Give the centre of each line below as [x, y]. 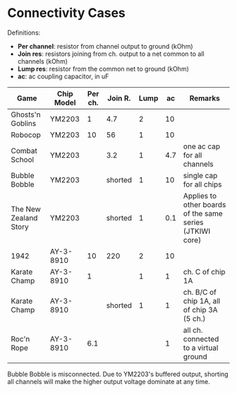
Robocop [26, 134]
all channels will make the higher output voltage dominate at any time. [109, 381]
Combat [24, 151]
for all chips [202, 184]
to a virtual [201, 348]
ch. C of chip [204, 271]
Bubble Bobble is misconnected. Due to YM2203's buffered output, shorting [118, 374]
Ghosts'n [26, 115]
